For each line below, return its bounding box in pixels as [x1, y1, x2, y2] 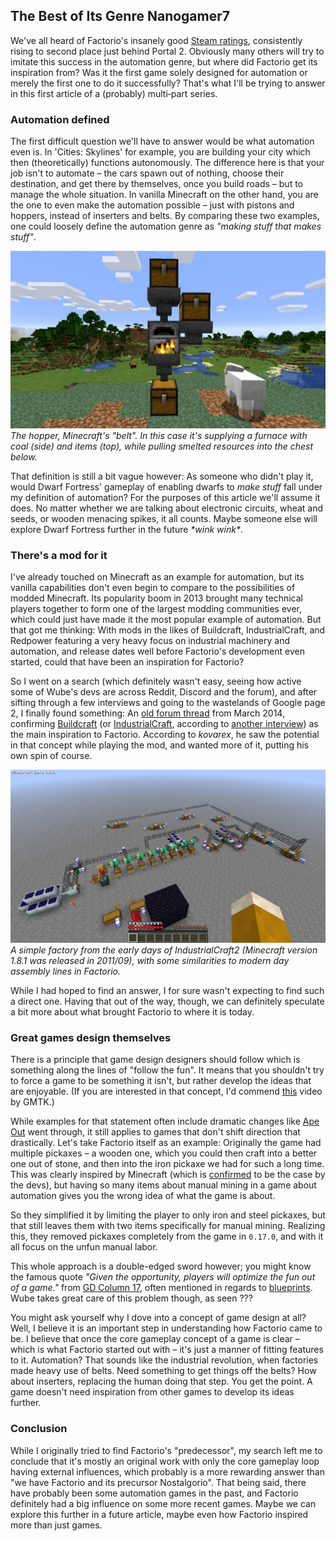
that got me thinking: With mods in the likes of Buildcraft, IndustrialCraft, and [10, 624, 326, 636]
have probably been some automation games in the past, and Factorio [10, 1487, 299, 1499]
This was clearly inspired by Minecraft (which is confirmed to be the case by [10, 1169, 326, 1181]
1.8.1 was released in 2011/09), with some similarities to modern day [10, 955, 290, 966]
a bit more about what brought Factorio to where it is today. [10, 1006, 255, 1018]
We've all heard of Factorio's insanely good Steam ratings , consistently [10, 34, 303, 46]
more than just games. [10, 1519, 103, 1531]
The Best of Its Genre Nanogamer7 [10, 8, 231, 25]
